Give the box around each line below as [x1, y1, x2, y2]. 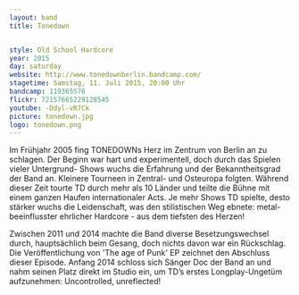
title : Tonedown [9, 21, 70, 30]
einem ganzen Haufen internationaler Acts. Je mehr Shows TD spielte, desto [9, 192, 291, 203]
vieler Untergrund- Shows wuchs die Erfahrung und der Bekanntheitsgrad [9, 164, 281, 174]
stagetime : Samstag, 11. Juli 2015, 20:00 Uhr [9, 79, 186, 88]
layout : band [9, 13, 58, 22]
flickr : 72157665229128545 [9, 95, 110, 104]
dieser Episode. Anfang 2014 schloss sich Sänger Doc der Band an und [9, 257, 271, 268]
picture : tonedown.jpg [9, 112, 94, 121]
